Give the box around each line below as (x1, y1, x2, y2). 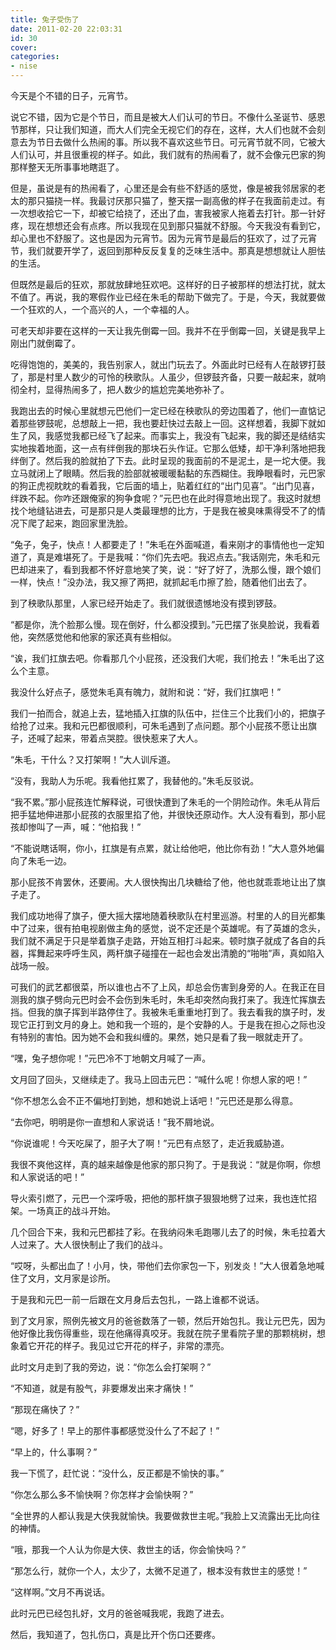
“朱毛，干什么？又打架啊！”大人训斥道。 (10, 754, 177, 765)
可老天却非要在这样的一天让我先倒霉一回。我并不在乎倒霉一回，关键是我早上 (10, 325, 326, 336)
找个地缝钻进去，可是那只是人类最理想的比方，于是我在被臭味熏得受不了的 (10, 505, 317, 516)
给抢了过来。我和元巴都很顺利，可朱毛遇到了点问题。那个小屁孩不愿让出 (10, 720, 308, 731)
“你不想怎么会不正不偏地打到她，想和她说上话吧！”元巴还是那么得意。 (10, 1095, 299, 1106)
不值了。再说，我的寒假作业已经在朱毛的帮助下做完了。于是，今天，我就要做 (10, 291, 326, 303)
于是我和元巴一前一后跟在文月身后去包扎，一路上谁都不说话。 (10, 1294, 265, 1305)
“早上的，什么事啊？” (10, 1446, 98, 1458)
